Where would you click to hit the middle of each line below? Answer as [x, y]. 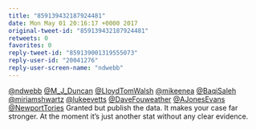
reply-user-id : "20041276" [53, 61]
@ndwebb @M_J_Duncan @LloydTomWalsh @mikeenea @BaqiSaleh [122, 91]
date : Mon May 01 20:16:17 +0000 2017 [73, 23]
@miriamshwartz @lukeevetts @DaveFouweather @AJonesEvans [117, 99]
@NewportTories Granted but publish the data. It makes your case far [123, 107]
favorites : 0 [30, 46]
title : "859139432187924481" [57, 16]
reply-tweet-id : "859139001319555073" [73, 53]
